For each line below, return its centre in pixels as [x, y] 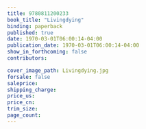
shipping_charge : [32, 90]
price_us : [21, 96]
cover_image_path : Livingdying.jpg [58, 70]
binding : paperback [35, 26]
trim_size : [23, 109]
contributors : [27, 58]
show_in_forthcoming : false [47, 52]
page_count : [24, 115]
